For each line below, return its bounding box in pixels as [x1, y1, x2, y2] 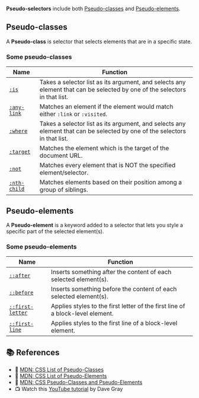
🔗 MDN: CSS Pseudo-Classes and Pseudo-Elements [14, 379, 143, 386]
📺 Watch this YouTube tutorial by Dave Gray [14, 386, 123, 393]
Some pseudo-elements [6, 243, 77, 251]
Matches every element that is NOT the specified [39, 161, 176, 170]
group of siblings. [39, 186, 88, 194]
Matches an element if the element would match [39, 103, 174, 111]
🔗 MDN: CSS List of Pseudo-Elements [14, 372, 107, 380]
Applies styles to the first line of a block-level [51, 319, 178, 327]
